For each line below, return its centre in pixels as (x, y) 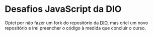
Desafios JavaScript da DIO (63, 9)
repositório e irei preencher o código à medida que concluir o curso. (75, 28)
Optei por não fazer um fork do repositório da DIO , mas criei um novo (76, 23)
